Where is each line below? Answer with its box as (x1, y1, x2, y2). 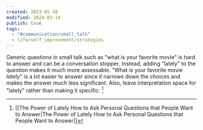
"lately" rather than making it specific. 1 (6, 86, 104, 94)
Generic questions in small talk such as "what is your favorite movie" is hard (6, 54, 195, 60)
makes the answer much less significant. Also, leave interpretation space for (6, 79, 196, 86)
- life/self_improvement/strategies (11, 37, 104, 43)
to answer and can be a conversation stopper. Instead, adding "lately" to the (6, 60, 196, 67)
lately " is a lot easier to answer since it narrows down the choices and (6, 73, 181, 80)
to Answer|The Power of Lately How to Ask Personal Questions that (14, 110, 184, 118)
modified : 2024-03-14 (6, 15, 61, 21)
